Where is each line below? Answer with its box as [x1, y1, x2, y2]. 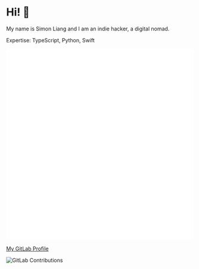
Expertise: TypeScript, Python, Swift [6, 36, 95, 44]
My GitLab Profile [6, 245, 49, 252]
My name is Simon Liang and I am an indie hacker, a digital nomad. [6, 25, 170, 32]
